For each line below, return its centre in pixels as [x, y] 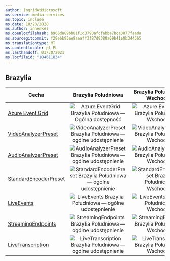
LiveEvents [21, 203]
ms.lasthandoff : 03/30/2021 [35, 52]
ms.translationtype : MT [30, 43]
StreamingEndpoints [32, 224]
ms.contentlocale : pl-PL [31, 48]
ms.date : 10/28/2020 [27, 24]
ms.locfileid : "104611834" [34, 57]
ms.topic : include [25, 19]
